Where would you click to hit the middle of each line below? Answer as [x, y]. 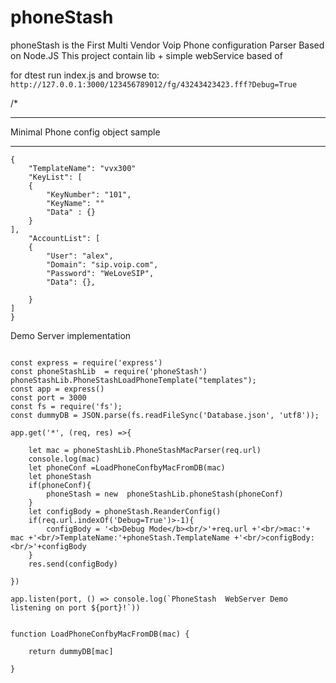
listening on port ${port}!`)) [75, 607]
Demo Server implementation [71, 335]
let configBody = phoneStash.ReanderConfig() [125, 511]
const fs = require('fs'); [66, 406]
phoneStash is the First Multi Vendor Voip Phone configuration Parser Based [167, 45]
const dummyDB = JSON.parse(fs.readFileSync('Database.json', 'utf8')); [165, 415]
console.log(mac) [64, 459]
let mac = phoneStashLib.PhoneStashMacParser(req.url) [145, 450]
